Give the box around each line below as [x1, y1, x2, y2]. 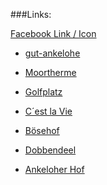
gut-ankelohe [24, 47, 81, 59]
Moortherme [24, 67, 77, 78]
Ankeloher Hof [24, 164, 85, 175]
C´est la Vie [24, 105, 73, 117]
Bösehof [24, 125, 60, 136]
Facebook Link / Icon [10, 28, 97, 39]
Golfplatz [24, 86, 63, 98]
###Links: [10, 9, 52, 20]
